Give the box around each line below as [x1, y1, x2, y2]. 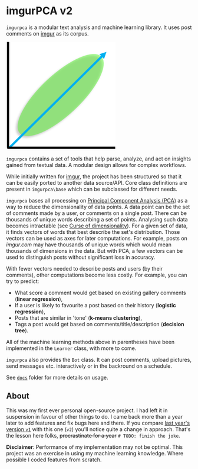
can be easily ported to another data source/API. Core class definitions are [6, 179, 187, 186]
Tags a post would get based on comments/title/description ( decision [14, 320, 184, 327]
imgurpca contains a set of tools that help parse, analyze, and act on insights [6, 155, 192, 162]
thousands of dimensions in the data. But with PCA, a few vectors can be [6, 247, 183, 254]
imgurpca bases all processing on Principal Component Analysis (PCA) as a [6, 197, 188, 204]
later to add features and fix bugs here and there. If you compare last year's [6, 419, 190, 426]
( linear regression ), [14, 295, 63, 303]
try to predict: [6, 277, 39, 285]
